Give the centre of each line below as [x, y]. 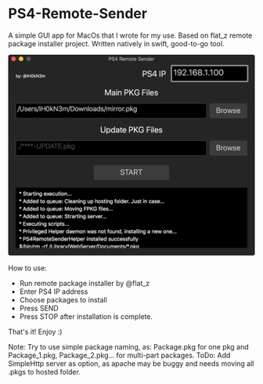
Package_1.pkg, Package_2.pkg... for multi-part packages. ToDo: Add [119, 355]
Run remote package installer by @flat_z [85, 284]
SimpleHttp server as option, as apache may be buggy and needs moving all [131, 364]
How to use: [27, 268]
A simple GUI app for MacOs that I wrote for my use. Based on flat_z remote [130, 35]
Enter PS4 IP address [54, 292]
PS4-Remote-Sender [77, 14]
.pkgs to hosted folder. [44, 372]
